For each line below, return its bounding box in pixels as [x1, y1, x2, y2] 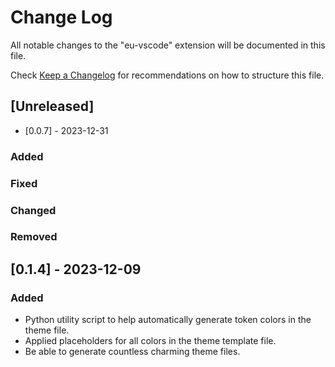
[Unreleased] [10, 98, 95, 115]
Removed [10, 230, 58, 244]
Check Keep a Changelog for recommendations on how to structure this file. [10, 69, 325, 81]
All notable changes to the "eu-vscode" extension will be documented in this [10, 39, 326, 51]
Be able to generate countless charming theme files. [24, 346, 241, 358]
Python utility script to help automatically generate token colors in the [24, 314, 312, 326]
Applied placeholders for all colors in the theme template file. [24, 335, 277, 347]
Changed [10, 203, 57, 217]
